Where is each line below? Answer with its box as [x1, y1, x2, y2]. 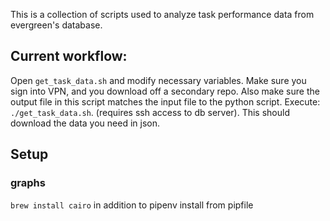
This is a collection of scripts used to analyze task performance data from [10, 9, 315, 20]
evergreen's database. [10, 19, 103, 31]
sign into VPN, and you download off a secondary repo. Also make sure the [10, 85, 320, 97]
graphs [10, 176, 46, 190]
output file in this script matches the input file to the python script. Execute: [10, 95, 321, 108]
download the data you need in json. [10, 117, 160, 129]
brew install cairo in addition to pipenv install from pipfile [10, 199, 254, 211]
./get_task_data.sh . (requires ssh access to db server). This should [10, 106, 290, 118]
